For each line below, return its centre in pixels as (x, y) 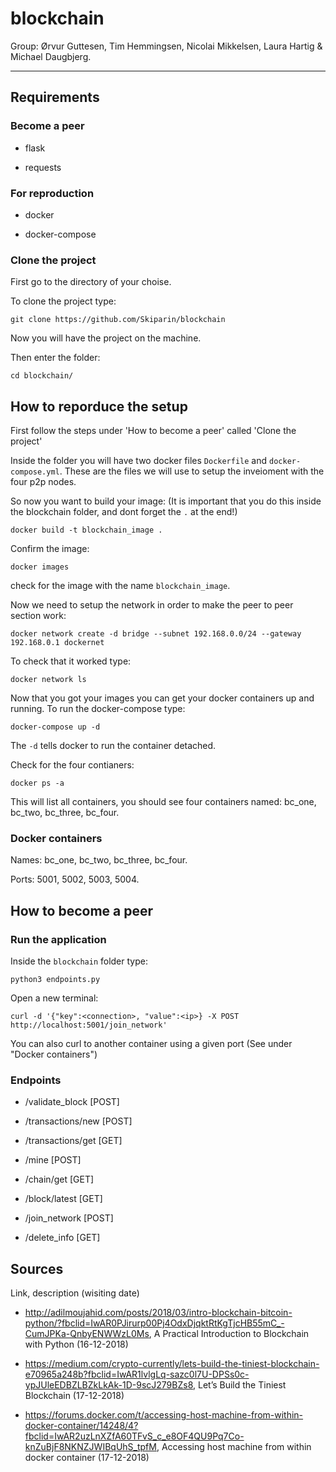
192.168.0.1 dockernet (57, 643)
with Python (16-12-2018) (76, 1344)
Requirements (55, 97)
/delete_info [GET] (62, 1238)
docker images (40, 567)
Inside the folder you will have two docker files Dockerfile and (139, 461)
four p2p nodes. (43, 482)
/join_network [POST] (69, 1218)
